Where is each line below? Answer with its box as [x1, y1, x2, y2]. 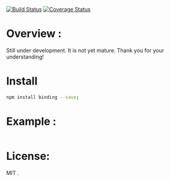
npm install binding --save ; [6, 94, 79, 100]
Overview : [6, 27, 62, 40]
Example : [6, 115, 56, 128]
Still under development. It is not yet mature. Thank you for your [6, 46, 164, 54]
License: [6, 149, 50, 163]
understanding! [6, 53, 44, 60]
